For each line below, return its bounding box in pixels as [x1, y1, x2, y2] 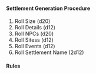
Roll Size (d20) [14, 18, 51, 25]
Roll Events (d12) [14, 43, 55, 50]
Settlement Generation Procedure [6, 5, 90, 12]
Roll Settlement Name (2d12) [14, 49, 84, 56]
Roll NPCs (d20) [14, 30, 54, 38]
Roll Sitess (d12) [14, 36, 54, 43]
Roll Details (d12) [14, 24, 56, 31]
